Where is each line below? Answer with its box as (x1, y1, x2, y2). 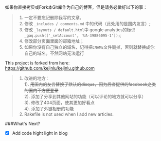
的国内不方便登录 (24, 87, 59, 93)
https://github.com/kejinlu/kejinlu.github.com (5, 65, 95, 71)
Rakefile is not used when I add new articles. (24, 111, 114, 117)
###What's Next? (5, 121, 40, 126)
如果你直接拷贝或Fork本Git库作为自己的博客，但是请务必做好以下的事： (5, 4, 147, 10)
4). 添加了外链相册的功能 (24, 106, 74, 111)
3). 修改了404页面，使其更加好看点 (24, 100, 95, 105)
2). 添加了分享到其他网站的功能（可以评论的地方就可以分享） (24, 94, 146, 99)
